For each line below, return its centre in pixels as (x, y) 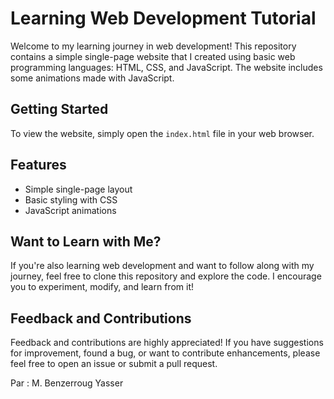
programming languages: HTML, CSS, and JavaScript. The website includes (166, 67)
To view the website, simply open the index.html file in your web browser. (162, 133)
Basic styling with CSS (71, 199)
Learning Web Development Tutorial (163, 18)
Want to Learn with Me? (86, 241)
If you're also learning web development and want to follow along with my (162, 266)
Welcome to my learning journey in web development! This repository (153, 46)
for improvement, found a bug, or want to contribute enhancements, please (165, 353)
